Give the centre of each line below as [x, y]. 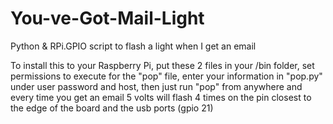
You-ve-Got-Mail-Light [107, 18]
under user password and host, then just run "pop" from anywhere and [156, 86]
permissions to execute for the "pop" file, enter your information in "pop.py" [166, 76]
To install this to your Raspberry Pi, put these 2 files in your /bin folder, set [162, 65]
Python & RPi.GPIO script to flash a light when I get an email [133, 46]
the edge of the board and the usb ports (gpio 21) [112, 108]
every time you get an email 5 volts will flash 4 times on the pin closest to [161, 97]
